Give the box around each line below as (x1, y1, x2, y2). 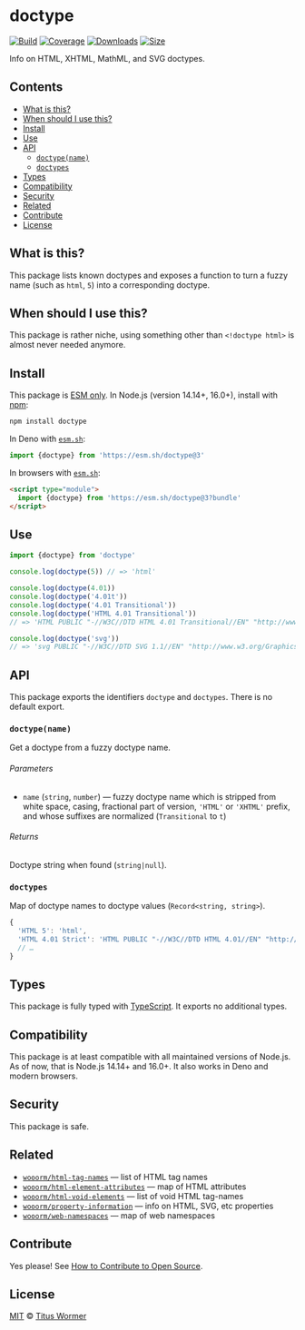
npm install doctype (9, 417, 88, 427)
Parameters (9, 763, 54, 773)
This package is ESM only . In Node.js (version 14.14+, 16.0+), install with (9, 389, 279, 400)
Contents (9, 79, 64, 95)
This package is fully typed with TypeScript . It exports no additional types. (9, 1000, 288, 1012)
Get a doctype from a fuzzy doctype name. (9, 742, 171, 754)
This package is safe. (9, 1120, 89, 1131)
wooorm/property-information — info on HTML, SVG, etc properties (22, 1200, 274, 1211)
